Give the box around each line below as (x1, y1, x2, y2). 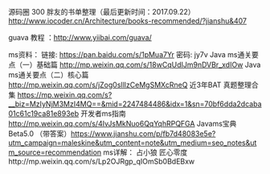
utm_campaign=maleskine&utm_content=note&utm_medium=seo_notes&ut (8, 138, 257, 147)
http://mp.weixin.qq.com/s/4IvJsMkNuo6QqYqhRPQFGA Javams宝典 (8, 119, 237, 128)
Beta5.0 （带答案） (8, 129, 72, 139)
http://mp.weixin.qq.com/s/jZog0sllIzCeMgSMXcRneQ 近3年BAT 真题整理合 (8, 80, 259, 89)
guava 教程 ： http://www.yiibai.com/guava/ (8, 33, 153, 42)
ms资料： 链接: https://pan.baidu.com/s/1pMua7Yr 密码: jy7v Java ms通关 (8, 50, 252, 59)
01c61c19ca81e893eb (8, 109, 80, 118)
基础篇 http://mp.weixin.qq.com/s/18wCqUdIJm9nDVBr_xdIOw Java (35, 60, 261, 69)
